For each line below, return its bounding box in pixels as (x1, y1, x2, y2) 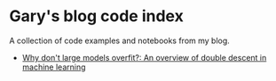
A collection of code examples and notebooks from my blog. (9, 35, 231, 46)
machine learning (21, 62, 86, 72)
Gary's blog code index (9, 6, 184, 26)
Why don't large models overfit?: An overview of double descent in (21, 52, 267, 63)
